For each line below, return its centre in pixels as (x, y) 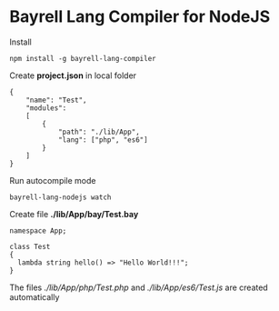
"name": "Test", (57, 100)
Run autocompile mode (53, 180)
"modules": (46, 108)
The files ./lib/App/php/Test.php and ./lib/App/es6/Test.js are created (139, 287)
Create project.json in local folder (73, 75)
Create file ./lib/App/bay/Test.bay (74, 214)
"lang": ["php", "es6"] (103, 140)
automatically (35, 296)
